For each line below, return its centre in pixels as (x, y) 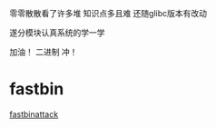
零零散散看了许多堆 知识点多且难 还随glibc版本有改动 (108, 13)
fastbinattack (34, 114)
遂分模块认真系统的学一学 (57, 33)
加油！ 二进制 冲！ (44, 52)
